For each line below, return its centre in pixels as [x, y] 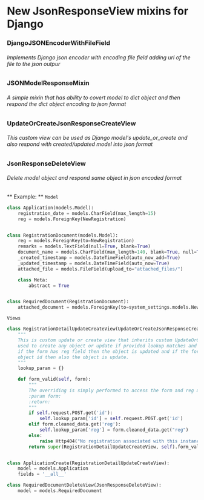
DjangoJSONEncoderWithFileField [59, 43]
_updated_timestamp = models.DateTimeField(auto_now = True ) [94, 263]
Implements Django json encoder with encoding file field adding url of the [99, 57]
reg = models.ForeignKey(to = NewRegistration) [76, 241]
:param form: [45, 396]
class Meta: [33, 280]
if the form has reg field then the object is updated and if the [103, 351]
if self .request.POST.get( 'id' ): [71, 413]
